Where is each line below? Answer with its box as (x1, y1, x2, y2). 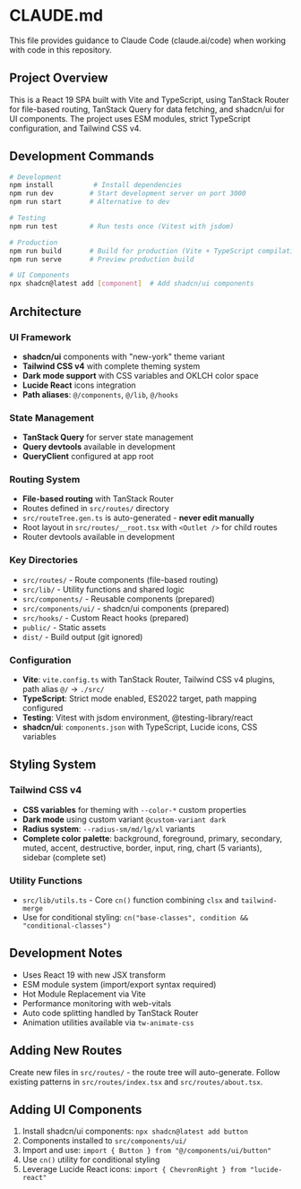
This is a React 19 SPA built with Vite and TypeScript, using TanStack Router (9, 94, 289, 105)
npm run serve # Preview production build (9, 254, 194, 264)
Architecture (9, 304, 82, 319)
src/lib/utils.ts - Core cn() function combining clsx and (21, 894, 239, 905)
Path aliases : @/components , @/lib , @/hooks (21, 389, 179, 399)
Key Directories (9, 554, 79, 567)
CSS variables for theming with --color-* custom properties (21, 804, 246, 815)
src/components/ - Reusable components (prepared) (21, 593, 215, 604)
